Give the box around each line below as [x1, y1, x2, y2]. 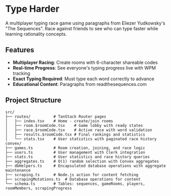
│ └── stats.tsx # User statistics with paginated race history [5, 136, 157, 141]
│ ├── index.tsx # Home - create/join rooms [5, 118, 114, 123]
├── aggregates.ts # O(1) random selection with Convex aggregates [5, 159, 159, 164]
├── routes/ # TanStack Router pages [5, 114, 106, 119]
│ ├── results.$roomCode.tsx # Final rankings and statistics [5, 132, 145, 137]
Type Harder [5, 3, 60, 15]
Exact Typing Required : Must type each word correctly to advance [12, 75, 155, 82]
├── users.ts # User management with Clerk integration [5, 149, 145, 155]
